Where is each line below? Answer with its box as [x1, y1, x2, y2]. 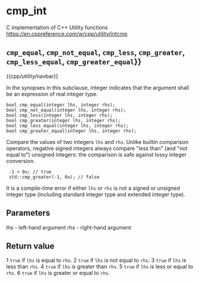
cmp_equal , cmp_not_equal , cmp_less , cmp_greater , [6, 48, 185, 58]
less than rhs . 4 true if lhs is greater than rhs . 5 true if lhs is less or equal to [6, 263, 194, 270]
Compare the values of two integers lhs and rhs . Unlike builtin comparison [6, 138, 189, 145]
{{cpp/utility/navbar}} [6, 73, 58, 80]
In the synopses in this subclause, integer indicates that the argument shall [6, 84, 189, 91]
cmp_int [6, 4, 47, 18]
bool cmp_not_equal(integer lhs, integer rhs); [6, 107, 127, 113]
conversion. [6, 157, 35, 164]
